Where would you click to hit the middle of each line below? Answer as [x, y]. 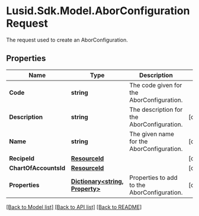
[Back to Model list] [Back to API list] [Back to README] [74, 207]
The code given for [156, 85]
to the [137, 185]
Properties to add [153, 178]
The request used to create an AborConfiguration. [67, 40]
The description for [156, 109]
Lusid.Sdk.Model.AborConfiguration [98, 11]
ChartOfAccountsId [37, 168]
